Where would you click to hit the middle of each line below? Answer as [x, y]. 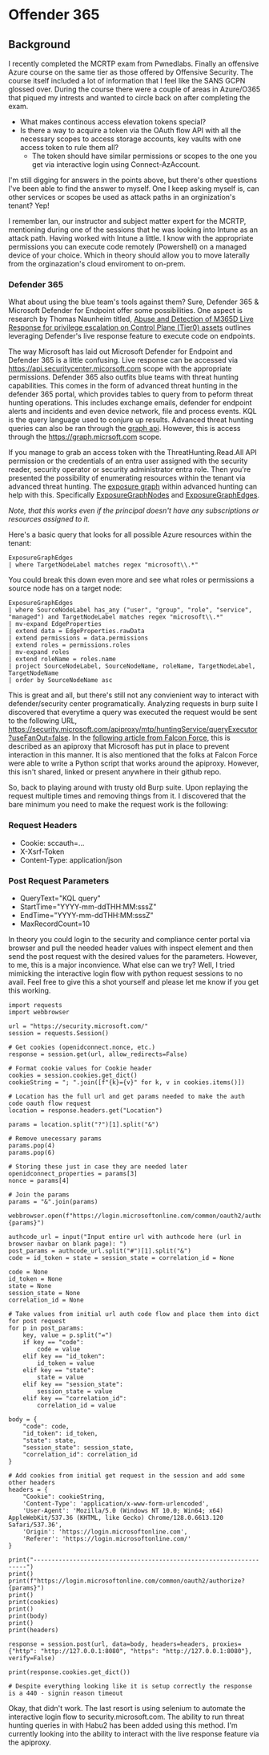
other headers [32, 1482]
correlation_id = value [76, 1405]
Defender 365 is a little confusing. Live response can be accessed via [123, 360]
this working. [30, 990]
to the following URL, [43, 721]
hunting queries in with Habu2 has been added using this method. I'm [123, 1725]
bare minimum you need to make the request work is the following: [118, 805]
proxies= [227, 1644]
